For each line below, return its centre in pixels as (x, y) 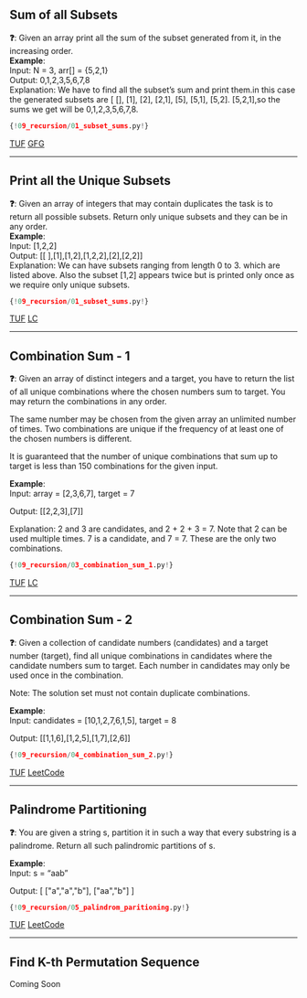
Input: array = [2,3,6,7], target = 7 (72, 494)
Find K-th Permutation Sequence (105, 962)
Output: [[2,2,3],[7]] (47, 511)
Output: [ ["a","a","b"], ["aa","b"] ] (72, 890)
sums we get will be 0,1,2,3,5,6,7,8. (74, 109)
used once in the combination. (67, 675)
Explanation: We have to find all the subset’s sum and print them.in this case (153, 90)
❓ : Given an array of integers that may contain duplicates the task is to (142, 203)
